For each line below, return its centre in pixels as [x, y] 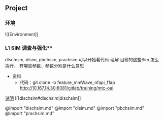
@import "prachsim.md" [30, 113]
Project [16, 8]
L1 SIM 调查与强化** [29, 48]
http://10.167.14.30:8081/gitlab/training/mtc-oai [66, 88]
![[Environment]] [22, 34]
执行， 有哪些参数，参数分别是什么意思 [45, 66]
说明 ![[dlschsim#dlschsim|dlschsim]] [43, 98]
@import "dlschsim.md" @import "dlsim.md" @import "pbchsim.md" [75, 108]
